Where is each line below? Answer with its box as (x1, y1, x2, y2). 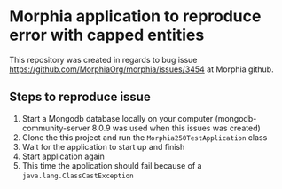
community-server (21, 122, 90, 133)
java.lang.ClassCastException (21, 171, 135, 180)
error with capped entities (9, 25, 205, 45)
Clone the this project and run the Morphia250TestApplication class (21, 131, 268, 143)
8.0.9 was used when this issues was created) (91, 122, 262, 133)
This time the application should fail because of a (21, 160, 202, 170)
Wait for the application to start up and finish (21, 141, 185, 152)
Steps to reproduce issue (9, 90, 151, 105)
